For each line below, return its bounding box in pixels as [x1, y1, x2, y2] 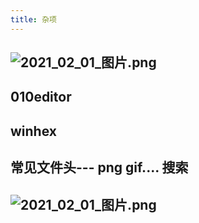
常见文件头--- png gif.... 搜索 [10, 159, 189, 176]
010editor [10, 89, 72, 106]
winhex [10, 122, 57, 140]
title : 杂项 [10, 14, 57, 25]
